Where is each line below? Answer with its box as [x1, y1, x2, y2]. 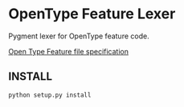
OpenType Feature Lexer [8, 5, 176, 23]
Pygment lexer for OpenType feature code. [8, 31, 150, 41]
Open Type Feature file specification [8, 46, 129, 56]
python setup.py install [8, 91, 92, 99]
